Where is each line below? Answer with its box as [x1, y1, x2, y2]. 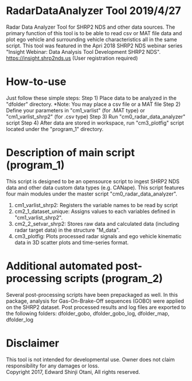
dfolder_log [6, 316, 34, 323]
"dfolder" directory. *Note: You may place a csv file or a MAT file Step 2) [6, 101, 181, 108]
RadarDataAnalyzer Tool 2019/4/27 [6, 4, 181, 18]
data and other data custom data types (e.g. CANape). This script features [6, 184, 185, 191]
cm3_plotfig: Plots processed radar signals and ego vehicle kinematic [14, 232, 182, 239]
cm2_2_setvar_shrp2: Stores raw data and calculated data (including [14, 220, 180, 227]
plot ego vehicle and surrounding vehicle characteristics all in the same [6, 36, 177, 43]
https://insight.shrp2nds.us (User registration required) [6, 54, 138, 61]
